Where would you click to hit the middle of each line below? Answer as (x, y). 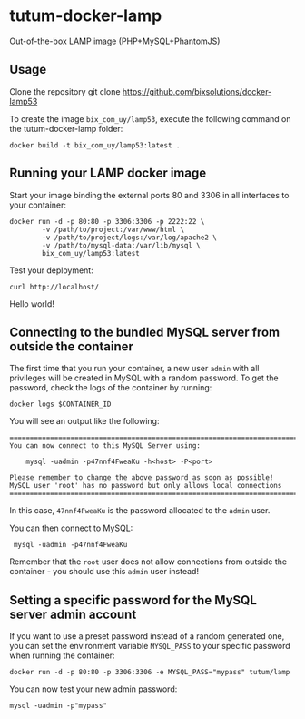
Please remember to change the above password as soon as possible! (142, 478)
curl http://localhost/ (54, 287)
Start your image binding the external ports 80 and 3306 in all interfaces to (149, 195)
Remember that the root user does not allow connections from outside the (148, 562)
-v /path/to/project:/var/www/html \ (113, 229)
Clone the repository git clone (65, 91)
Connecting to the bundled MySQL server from (144, 332)
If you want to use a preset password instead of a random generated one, (147, 636)
